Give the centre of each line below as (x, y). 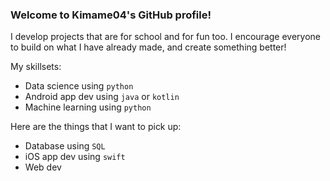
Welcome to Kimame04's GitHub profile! (111, 15)
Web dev (43, 167)
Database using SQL (65, 146)
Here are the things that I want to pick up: (96, 127)
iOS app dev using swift (75, 157)
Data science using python (79, 86)
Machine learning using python (88, 107)
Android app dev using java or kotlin (102, 97)
